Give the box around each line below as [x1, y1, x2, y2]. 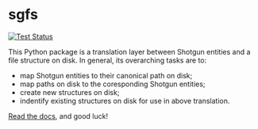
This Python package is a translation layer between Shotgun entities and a [8, 47, 251, 56]
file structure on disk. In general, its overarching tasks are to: [8, 55, 207, 65]
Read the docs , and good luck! [8, 111, 109, 120]
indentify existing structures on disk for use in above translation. [19, 96, 230, 105]
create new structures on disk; [19, 87, 120, 97]
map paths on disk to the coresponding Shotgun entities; [19, 79, 206, 89]
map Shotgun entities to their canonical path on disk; [19, 70, 193, 80]
